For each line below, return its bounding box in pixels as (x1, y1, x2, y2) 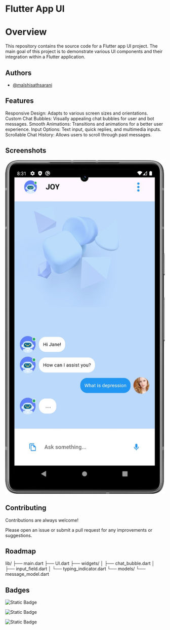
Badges (5, 586, 30, 595)
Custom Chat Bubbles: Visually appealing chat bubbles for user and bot (5, 115, 154, 122)
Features (5, 97, 34, 105)
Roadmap (5, 547, 36, 555)
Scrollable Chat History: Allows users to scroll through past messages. (5, 131, 152, 137)
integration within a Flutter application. (5, 54, 86, 60)
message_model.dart (5, 571, 49, 577)
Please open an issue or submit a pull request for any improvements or (5, 527, 153, 533)
